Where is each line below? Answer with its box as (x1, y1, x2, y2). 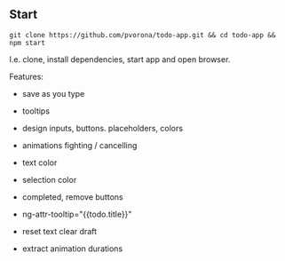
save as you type (21, 88, 85, 99)
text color (21, 157, 58, 168)
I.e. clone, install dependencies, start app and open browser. (9, 53, 231, 65)
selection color (21, 174, 77, 185)
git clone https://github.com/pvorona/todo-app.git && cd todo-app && (9, 30, 276, 39)
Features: (9, 71, 44, 82)
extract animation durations (21, 243, 123, 254)
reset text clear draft (21, 225, 98, 236)
